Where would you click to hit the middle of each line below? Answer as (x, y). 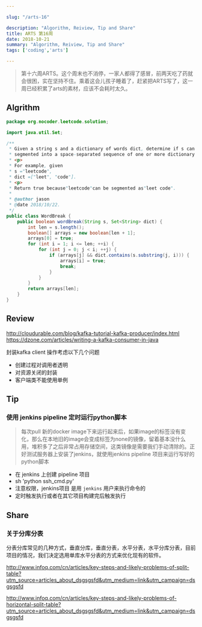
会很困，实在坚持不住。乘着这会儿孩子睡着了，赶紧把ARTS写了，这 (104, 81)
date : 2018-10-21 (28, 39)
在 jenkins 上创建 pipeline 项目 (52, 474)
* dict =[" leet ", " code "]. (43, 177)
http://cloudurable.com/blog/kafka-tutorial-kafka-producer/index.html (93, 333)
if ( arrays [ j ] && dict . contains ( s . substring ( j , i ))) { (119, 255)
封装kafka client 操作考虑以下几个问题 (53, 352)
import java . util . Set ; (35, 132)
